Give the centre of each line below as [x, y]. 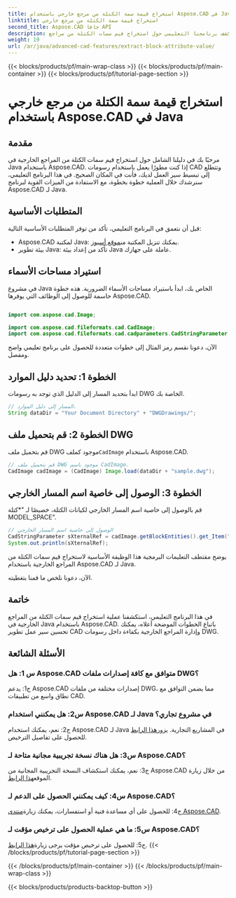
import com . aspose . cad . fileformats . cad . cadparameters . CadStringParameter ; [119, 334]
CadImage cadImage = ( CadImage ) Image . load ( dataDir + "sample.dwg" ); [112, 471]
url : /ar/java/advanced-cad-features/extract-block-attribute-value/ [112, 46]
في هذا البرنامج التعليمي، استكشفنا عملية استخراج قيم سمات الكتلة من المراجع [110, 616]
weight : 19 [24, 40]
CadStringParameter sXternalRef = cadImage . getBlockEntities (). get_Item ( [118, 537]
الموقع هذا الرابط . [30, 777]
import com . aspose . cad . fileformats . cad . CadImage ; [82, 327]
